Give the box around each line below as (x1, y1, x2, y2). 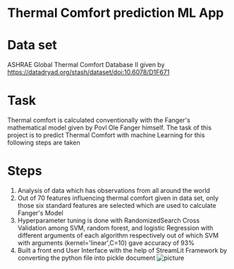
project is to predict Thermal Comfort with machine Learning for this (7, 131, 206, 139)
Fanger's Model (17, 209, 63, 217)
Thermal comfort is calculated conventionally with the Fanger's (7, 116, 190, 125)
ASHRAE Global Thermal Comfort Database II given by (7, 61, 165, 69)
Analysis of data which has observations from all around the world (17, 187, 210, 194)
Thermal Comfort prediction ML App (7, 5, 224, 21)
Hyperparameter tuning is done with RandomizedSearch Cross (17, 216, 200, 225)
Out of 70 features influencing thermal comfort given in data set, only (17, 194, 219, 202)
